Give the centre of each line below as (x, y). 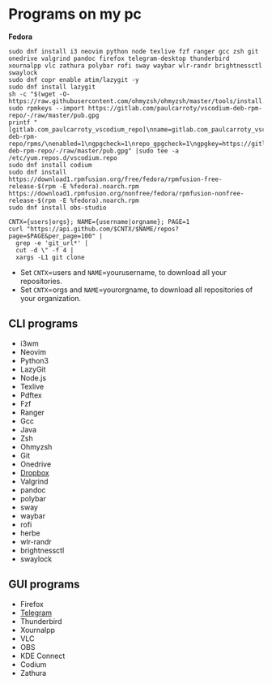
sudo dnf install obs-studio (57, 208)
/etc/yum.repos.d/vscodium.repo (63, 158)
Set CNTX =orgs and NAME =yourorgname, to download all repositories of (136, 290)
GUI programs (44, 585)
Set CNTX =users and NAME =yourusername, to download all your (123, 272)
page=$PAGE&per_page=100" (52, 236)
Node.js (33, 377)
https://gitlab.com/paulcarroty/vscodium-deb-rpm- (175, 108)
